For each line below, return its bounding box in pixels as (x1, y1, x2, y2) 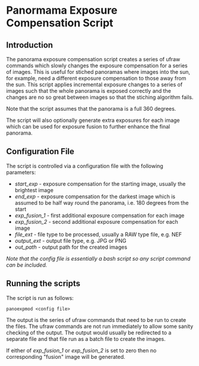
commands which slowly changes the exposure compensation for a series (6, 62, 188, 69)
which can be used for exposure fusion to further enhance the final (6, 123, 170, 130)
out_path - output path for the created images (14, 243, 128, 251)
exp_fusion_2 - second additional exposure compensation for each (14, 218, 178, 225)
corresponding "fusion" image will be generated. (6, 353, 126, 360)
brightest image (14, 186, 53, 193)
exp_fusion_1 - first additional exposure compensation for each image (14, 212, 185, 219)
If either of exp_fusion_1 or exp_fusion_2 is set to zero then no (6, 346, 157, 354)
